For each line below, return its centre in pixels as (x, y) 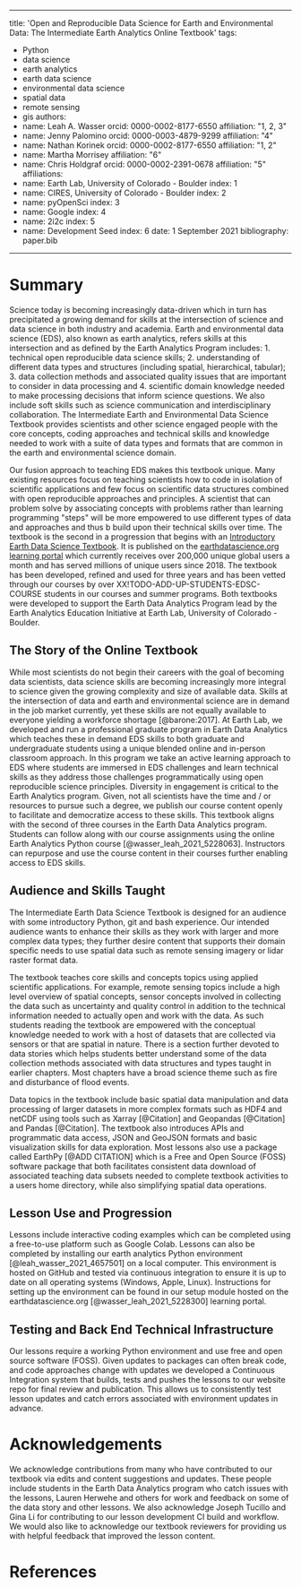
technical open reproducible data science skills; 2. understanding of (135, 357)
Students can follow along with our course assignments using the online (142, 833)
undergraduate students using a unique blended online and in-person (138, 748)
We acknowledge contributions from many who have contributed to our (141, 1470)
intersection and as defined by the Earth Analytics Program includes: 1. (140, 348)
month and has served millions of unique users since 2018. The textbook (143, 565)
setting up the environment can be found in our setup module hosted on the (149, 1292)
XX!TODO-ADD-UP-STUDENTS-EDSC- (189, 584)
